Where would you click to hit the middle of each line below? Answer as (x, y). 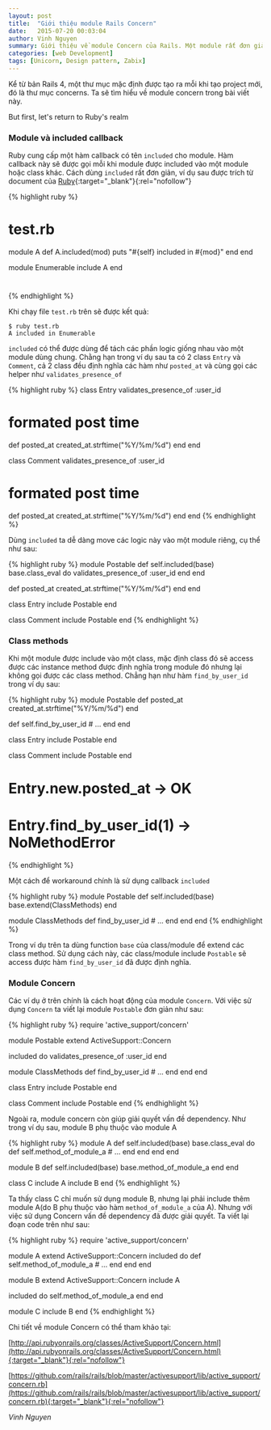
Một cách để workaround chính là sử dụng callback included (109, 880)
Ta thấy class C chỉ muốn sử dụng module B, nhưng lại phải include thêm (129, 1199)
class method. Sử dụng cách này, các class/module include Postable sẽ (127, 953)
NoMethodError (62, 842)
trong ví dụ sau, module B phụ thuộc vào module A (93, 1127)
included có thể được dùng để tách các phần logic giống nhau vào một (126, 349)
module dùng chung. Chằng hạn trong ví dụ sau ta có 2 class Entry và (125, 357)
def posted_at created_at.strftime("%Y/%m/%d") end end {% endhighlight (132, 516)
